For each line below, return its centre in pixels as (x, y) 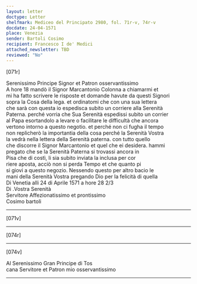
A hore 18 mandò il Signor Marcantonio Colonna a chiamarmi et (82, 89)
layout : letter (25, 11)
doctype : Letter (26, 17)
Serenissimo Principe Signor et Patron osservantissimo (72, 83)
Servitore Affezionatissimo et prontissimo (56, 195)
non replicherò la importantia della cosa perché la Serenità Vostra (85, 133)
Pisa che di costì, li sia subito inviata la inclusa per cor (71, 158)
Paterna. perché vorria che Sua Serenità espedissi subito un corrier (87, 114)
